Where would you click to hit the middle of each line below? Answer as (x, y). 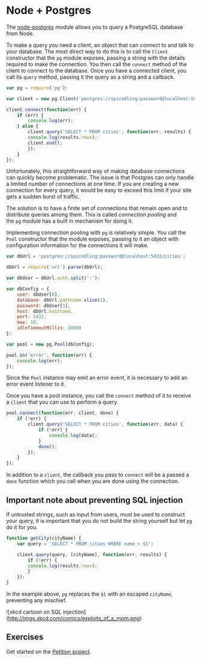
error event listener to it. (36, 384)
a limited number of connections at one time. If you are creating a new (93, 184)
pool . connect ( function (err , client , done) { (63, 413)
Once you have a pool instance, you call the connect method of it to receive (99, 396)
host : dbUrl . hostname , (45, 311)
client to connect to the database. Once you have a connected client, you (96, 70)
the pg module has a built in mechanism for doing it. (70, 221)
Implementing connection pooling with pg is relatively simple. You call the (96, 233)
